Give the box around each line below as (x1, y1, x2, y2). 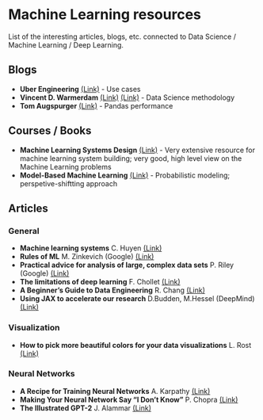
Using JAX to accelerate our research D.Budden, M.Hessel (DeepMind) (19, 294, 255, 304)
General (8, 225, 40, 236)
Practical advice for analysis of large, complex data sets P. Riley (19, 260, 234, 270)
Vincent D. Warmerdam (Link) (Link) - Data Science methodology (19, 93, 235, 102)
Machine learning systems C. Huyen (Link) (19, 243, 162, 253)
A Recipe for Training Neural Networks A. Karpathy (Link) (19, 386, 211, 395)
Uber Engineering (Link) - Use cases (19, 84, 141, 94)
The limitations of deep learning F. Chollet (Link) (19, 277, 181, 287)
